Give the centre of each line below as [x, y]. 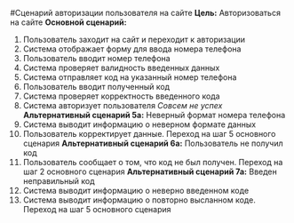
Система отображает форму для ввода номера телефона [132, 49]
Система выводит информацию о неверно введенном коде [136, 191]
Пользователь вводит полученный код [96, 87]
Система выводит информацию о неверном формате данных [139, 124]
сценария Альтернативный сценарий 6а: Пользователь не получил [153, 143]
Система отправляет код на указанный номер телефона [130, 77]
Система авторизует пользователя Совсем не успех [123, 105]
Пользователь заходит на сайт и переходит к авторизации [134, 40]
